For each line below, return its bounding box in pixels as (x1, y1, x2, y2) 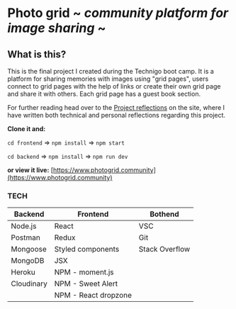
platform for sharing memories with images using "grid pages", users (7, 74, 209, 83)
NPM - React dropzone (54, 291, 133, 300)
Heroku (11, 267, 35, 277)
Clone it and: (7, 125, 46, 133)
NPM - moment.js (54, 267, 114, 277)
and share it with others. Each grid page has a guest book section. (7, 90, 201, 98)
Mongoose (11, 245, 47, 254)
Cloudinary (11, 279, 47, 288)
